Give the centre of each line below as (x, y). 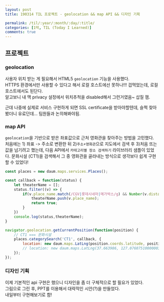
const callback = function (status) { (43, 180)
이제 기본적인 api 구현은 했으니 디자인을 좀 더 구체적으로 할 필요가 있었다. (74, 282)
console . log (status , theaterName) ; (49, 217)
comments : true (20, 32)
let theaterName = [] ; (37, 185)
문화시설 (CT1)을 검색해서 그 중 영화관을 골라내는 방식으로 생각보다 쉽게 (79, 156)
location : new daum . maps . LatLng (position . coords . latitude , (84, 244)
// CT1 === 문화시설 (33, 235)
